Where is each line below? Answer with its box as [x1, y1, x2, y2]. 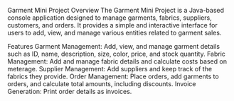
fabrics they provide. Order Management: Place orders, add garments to [7, 72, 219, 81]
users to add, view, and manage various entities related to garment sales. [7, 28, 222, 37]
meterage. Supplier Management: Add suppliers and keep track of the [7, 65, 212, 73]
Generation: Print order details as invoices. [7, 88, 132, 95]
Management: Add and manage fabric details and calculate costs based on [7, 57, 228, 66]
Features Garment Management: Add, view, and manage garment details [7, 42, 220, 50]
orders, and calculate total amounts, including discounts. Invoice [7, 80, 196, 88]
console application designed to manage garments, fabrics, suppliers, [7, 13, 212, 22]
